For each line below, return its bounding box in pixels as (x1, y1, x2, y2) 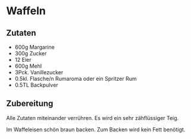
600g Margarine (14, 43, 55, 50)
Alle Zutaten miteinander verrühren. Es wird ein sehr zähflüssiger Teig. (6, 114, 179, 121)
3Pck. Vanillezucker (14, 69, 64, 75)
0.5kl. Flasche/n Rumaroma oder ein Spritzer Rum (14, 75, 137, 82)
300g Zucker (14, 50, 47, 57)
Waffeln (6, 4, 46, 18)
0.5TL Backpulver (14, 81, 58, 89)
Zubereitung (6, 99, 54, 109)
